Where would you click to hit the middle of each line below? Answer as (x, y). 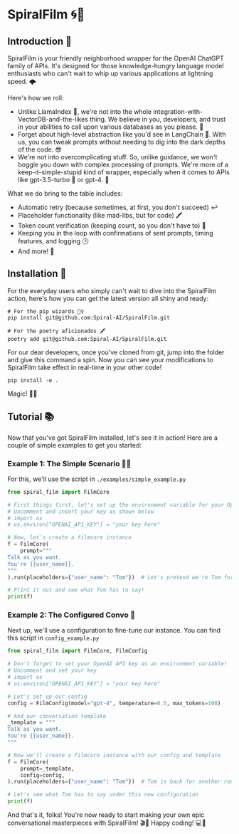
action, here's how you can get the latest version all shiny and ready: (108, 298)
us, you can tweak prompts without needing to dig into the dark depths (122, 142)
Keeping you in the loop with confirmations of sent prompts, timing (115, 233)
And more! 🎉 (36, 251)
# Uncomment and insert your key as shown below (81, 512)
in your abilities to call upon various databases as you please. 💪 (111, 127)
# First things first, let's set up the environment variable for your (116, 505)
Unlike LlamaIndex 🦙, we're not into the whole (84, 112)
